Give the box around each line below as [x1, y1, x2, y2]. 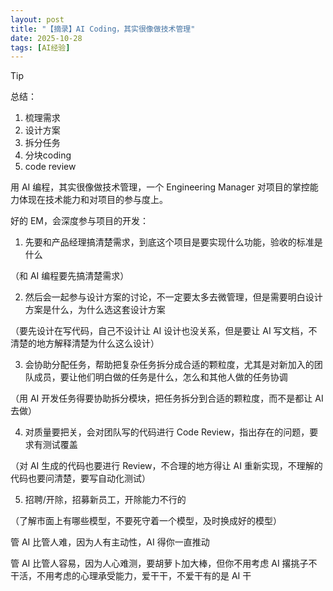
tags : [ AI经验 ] [10, 42, 71, 53]
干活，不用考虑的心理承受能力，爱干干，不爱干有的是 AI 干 [10, 570, 252, 582]
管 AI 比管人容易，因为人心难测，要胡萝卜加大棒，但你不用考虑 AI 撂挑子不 [10, 557, 318, 570]
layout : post [10, 14, 65, 25]
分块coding [24, 149, 72, 161]
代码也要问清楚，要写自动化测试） [10, 472, 151, 485]
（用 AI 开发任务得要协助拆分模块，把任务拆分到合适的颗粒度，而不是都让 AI [10, 392, 324, 405]
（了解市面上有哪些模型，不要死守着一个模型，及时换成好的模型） [10, 515, 282, 527]
